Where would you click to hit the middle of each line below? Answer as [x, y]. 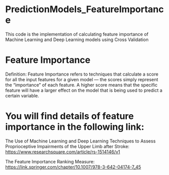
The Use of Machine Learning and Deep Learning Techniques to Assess [80, 141]
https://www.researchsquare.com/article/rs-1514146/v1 [63, 152]
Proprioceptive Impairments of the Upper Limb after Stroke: [67, 146]
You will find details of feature [70, 116]
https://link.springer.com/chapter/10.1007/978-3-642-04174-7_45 [73, 167]
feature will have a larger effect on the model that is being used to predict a [84, 90]
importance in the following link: [75, 127]
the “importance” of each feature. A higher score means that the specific [81, 85]
